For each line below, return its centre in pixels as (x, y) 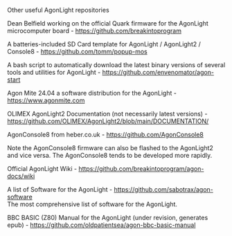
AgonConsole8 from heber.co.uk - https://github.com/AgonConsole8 (106, 135)
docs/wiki (21, 176)
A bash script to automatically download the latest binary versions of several (116, 65)
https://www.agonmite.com (46, 100)
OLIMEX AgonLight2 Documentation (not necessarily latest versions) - (107, 114)
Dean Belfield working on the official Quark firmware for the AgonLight (108, 23)
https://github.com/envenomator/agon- (158, 72)
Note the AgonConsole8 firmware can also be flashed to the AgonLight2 (110, 148)
